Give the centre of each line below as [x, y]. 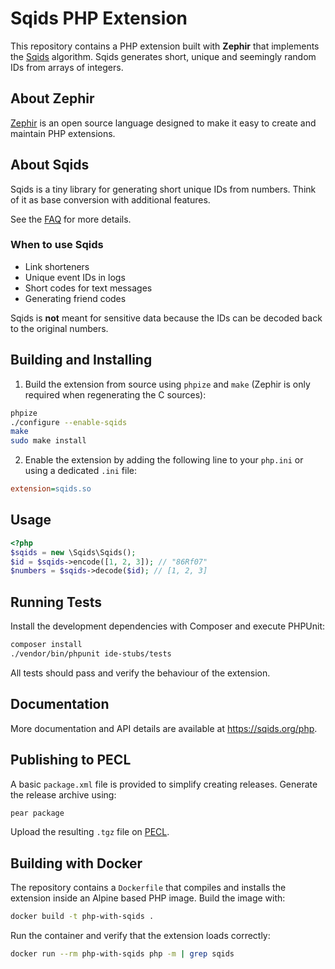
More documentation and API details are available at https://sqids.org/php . [164, 728]
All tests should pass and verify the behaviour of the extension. [140, 673]
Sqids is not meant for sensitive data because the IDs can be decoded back [166, 318]
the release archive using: [63, 794]
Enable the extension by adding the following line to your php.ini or [164, 460]
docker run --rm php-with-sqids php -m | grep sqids [122, 954]
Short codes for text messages [88, 288]
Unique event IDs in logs [75, 277]
